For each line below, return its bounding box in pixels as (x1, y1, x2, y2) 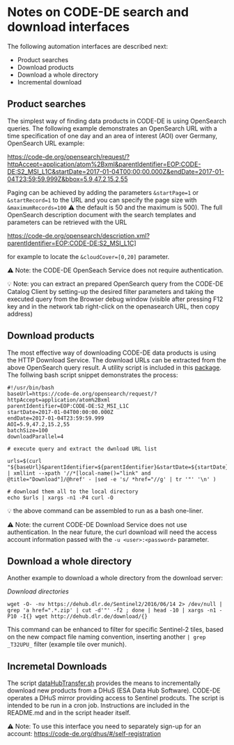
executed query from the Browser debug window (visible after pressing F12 (7, 295, 224, 303)
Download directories (7, 587, 70, 596)
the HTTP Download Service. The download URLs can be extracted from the (7, 355, 226, 364)
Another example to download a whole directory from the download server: (7, 574, 224, 582)
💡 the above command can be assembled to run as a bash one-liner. (7, 506, 203, 515)
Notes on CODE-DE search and (7, 4, 189, 20)
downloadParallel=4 (7, 433, 64, 440)
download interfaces (7, 19, 130, 35)
